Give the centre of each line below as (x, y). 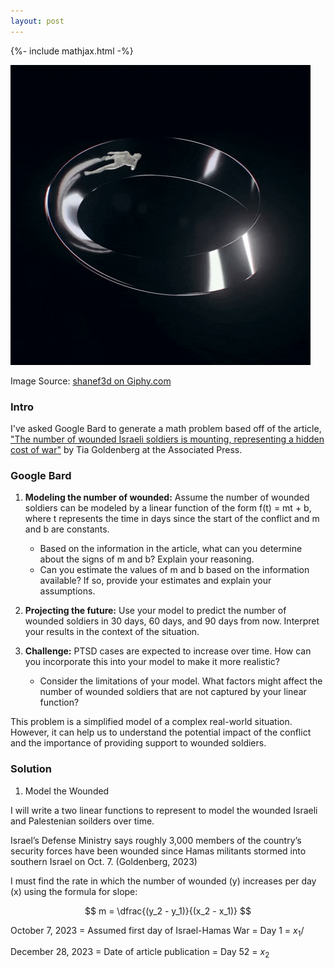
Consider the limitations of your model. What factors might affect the (181, 681)
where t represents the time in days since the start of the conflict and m (172, 519)
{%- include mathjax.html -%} (72, 51)
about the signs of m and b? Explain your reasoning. (147, 559)
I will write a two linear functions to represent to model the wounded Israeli (164, 810)
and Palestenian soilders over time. (82, 821)
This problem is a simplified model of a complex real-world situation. (151, 722)
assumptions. (67, 591)
